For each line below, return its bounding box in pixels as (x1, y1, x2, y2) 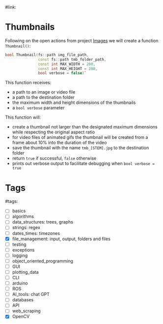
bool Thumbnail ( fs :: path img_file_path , (5, 52, 89, 57)
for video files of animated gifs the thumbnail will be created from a (12, 134, 148, 140)
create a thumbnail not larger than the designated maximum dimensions (12, 124, 158, 130)
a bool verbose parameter (12, 105, 65, 111)
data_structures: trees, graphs (12, 219, 74, 225)
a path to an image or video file (12, 89, 76, 95)
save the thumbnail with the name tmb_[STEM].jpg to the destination (12, 145, 149, 151)
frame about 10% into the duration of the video (12, 140, 107, 146)
